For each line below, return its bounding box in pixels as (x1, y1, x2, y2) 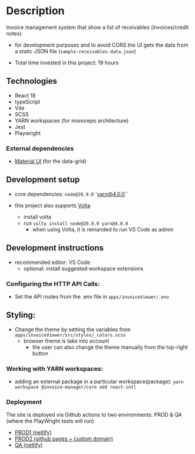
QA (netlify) (14, 442, 43, 449)
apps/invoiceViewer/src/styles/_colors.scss (14, 332, 126, 338)
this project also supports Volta (14, 202, 91, 209)
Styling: (6, 310, 36, 320)
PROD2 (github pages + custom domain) (14, 435, 114, 442)
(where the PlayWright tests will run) (6, 417, 94, 424)
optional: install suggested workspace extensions (23, 264, 144, 272)
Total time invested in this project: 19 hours (14, 59, 119, 66)
